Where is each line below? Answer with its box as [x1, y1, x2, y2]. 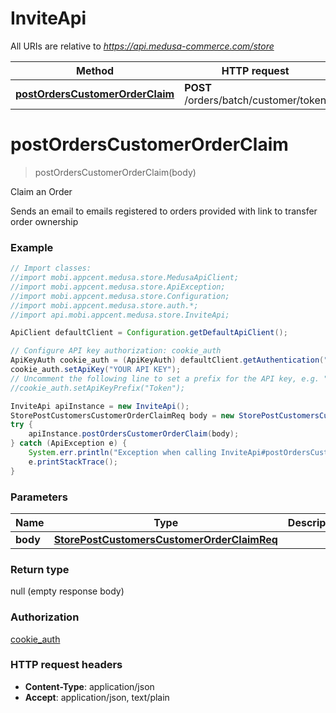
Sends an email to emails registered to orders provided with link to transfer [10, 205, 318, 217]
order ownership [10, 215, 79, 227]
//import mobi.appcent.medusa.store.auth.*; [10, 300, 199, 311]
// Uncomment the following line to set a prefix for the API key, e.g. [10, 373, 320, 384]
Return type [10, 562, 70, 576]
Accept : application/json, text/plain [24, 691, 170, 703]
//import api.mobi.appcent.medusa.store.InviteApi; [10, 310, 230, 320]
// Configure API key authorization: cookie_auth [10, 346, 222, 356]
